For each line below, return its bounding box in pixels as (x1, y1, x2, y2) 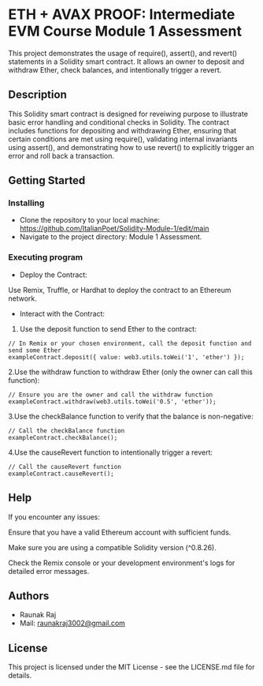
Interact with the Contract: (19, 309, 105, 318)
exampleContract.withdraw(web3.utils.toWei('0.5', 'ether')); (8, 397, 217, 406)
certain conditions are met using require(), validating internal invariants (8, 134, 238, 144)
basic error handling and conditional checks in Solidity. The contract (8, 117, 230, 127)
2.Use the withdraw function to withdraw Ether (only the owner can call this (8, 367, 254, 377)
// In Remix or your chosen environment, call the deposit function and (8, 339, 252, 347)
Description (8, 88, 67, 102)
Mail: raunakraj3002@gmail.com (19, 618, 126, 628)
